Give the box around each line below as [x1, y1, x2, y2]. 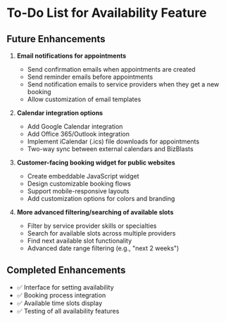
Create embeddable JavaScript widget [27, 172, 139, 180]
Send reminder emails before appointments [27, 72, 153, 81]
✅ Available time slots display [16, 299, 103, 307]
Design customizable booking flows [27, 179, 132, 188]
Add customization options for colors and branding [27, 195, 175, 202]
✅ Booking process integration [16, 290, 106, 300]
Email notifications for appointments [16, 51, 127, 60]
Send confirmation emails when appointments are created [27, 65, 196, 73]
